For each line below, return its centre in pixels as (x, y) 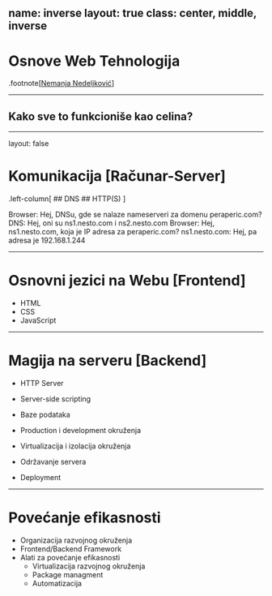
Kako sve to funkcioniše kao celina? (101, 116)
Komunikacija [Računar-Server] (117, 176)
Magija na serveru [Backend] (108, 361)
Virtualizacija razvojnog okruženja (89, 566)
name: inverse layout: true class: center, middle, (133, 13)
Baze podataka (45, 414)
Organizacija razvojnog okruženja (76, 540)
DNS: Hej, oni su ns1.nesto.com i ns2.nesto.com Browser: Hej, (112, 223)
